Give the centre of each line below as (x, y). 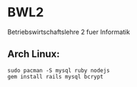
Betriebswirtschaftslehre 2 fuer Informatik (69, 32)
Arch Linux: (34, 54)
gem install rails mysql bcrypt (55, 76)
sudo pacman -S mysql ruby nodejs (59, 70)
